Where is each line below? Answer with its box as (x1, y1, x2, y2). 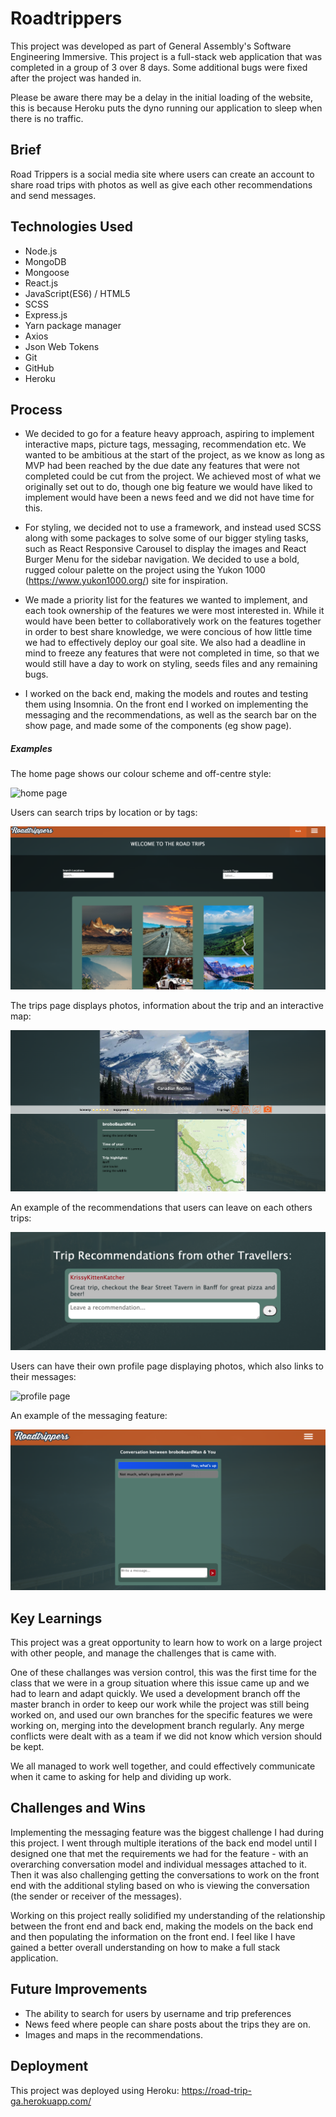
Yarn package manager (24, 319, 122, 331)
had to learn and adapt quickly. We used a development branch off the (10, 1688, 301, 1700)
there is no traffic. (10, 112, 84, 124)
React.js (24, 277, 59, 289)
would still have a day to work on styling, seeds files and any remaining (24, 658, 318, 670)
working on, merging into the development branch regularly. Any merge (10, 1720, 305, 1732)
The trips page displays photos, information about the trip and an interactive (10, 1000, 324, 1012)
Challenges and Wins (10, 1800, 147, 1817)
